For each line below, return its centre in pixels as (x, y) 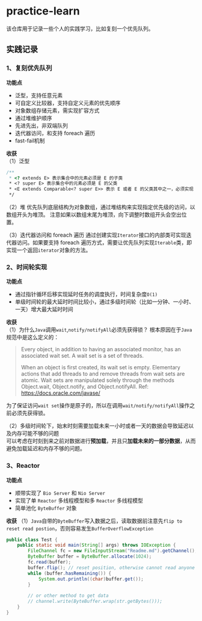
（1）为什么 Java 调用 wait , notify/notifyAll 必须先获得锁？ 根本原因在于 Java (99, 330)
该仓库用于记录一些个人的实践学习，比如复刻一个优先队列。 (80, 28)
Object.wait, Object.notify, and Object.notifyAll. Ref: (85, 387)
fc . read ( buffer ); (49, 562)
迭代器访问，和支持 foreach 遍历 (55, 133)
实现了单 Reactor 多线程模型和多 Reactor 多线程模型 (79, 500)
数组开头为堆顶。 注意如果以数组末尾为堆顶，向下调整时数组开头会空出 (94, 215)
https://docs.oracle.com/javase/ (60, 393)
